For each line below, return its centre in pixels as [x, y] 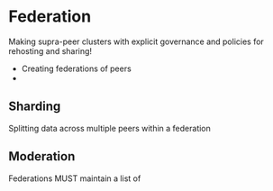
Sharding [35, 107]
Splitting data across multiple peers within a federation [109, 128]
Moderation [42, 156]
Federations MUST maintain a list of [75, 178]
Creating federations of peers [76, 68]
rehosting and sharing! [50, 50]
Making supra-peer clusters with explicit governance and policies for [136, 41]
